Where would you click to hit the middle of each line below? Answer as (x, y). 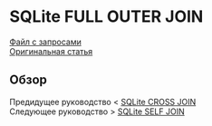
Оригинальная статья (51, 51)
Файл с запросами (45, 42)
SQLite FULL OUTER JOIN (106, 17)
